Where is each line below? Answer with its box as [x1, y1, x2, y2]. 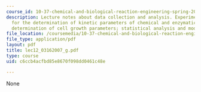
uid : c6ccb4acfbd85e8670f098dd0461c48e [6, 58, 106, 64]
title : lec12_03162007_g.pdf [6, 47, 79, 53]
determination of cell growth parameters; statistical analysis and [11, 25, 186, 31]
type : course [6, 53, 39, 59]
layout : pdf [6, 42, 36, 48]
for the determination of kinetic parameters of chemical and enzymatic [11, 20, 197, 26]
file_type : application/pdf [6, 36, 77, 42]
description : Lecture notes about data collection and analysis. [6, 14, 172, 20]
